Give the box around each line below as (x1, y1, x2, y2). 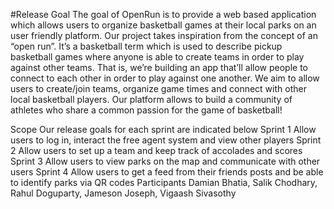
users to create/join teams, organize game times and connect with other (10, 83, 307, 94)
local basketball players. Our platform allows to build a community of (10, 94, 293, 105)
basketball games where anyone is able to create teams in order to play (10, 51, 305, 63)
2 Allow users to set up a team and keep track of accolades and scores (10, 145, 303, 156)
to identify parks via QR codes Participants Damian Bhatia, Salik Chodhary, (10, 177, 318, 188)
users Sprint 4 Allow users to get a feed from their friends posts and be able (10, 166, 324, 178)
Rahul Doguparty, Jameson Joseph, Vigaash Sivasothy (10, 187, 237, 199)
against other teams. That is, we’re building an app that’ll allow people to (10, 62, 308, 73)
